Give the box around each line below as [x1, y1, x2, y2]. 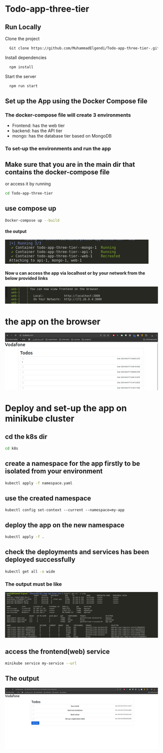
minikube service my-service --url [5, 661, 77, 666]
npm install [9, 64, 34, 69]
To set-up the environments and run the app [5, 145, 111, 152]
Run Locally [5, 23, 41, 31]
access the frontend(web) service [5, 647, 110, 655]
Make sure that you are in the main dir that [5, 160, 135, 169]
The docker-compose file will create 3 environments [5, 111, 131, 118]
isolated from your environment [5, 467, 103, 476]
